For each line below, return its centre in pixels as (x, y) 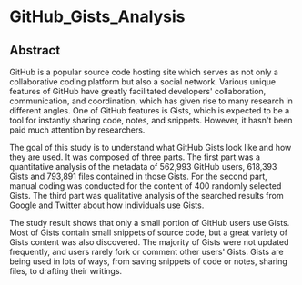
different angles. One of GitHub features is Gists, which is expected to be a (150, 110)
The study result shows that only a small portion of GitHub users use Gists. (150, 223)
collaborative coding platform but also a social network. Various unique (142, 82)
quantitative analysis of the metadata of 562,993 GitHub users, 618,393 (143, 167)
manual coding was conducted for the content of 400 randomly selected (146, 186)
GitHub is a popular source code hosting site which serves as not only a (144, 72)
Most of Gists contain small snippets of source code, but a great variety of (149, 232)
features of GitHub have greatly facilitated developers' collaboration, (138, 91)
